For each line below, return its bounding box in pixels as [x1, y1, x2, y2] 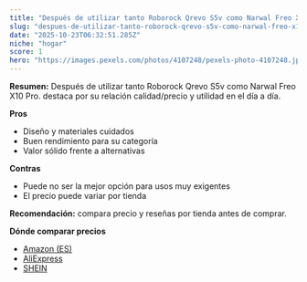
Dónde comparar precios [9, 225, 107, 236]
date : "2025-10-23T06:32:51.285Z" [9, 30, 142, 39]
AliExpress [22, 253, 63, 264]
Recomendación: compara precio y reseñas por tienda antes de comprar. [9, 208, 288, 219]
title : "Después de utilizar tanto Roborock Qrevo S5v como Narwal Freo [9, 13, 292, 23]
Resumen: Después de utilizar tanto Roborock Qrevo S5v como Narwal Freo [9, 81, 297, 91]
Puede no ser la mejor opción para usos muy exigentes [22, 181, 231, 192]
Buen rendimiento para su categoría [22, 136, 158, 146]
